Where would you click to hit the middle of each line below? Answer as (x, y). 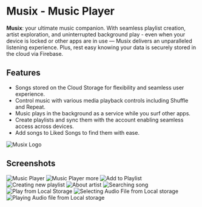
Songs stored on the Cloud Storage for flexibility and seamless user (99, 87)
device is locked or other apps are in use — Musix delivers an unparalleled (99, 41)
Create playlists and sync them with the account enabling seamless (99, 120)
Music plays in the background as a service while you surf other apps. (103, 113)
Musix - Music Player (61, 11)
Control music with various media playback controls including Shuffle (102, 100)
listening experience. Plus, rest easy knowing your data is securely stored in (101, 47)
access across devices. (44, 126)
